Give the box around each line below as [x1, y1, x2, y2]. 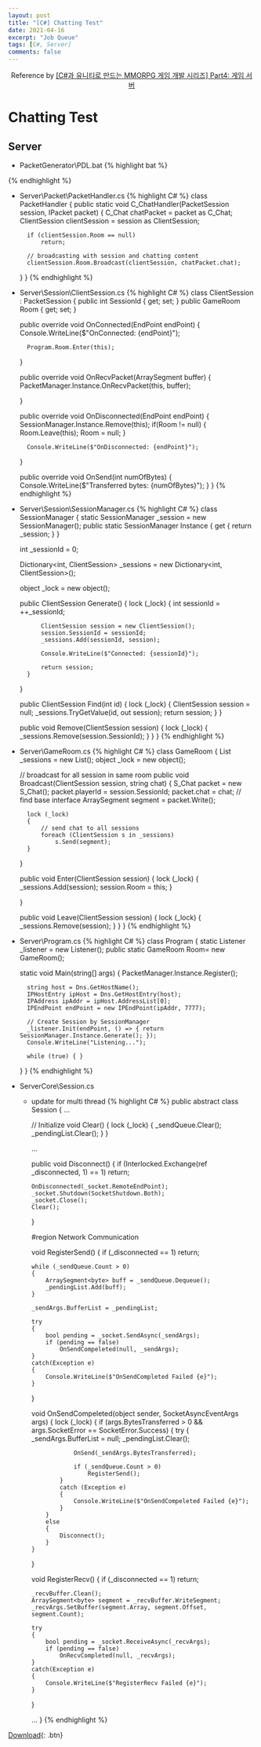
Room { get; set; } [19, 304, 77, 314]
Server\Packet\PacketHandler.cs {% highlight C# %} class [19, 191, 208, 201]
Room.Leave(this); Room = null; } [19, 428, 126, 437]
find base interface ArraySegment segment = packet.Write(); [19, 795, 216, 805]
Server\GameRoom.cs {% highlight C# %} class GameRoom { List [19, 746, 231, 756]
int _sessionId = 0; [19, 544, 79, 554]
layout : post [8, 11, 51, 20]
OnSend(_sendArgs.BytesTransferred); [73, 1449, 198, 1457]
